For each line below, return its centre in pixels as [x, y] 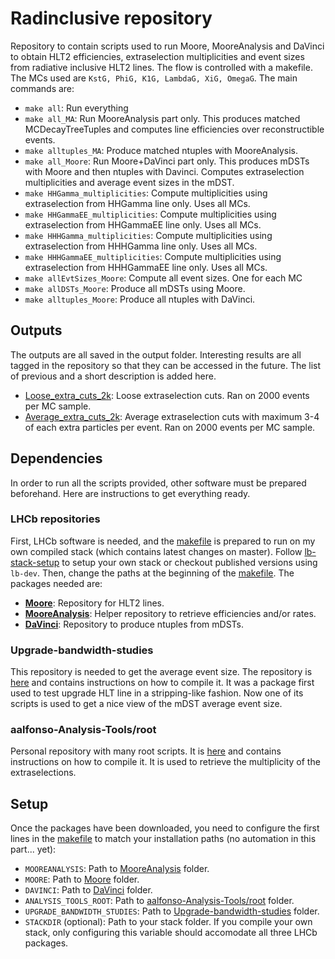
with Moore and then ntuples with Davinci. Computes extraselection [164, 171]
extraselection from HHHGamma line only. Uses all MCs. [141, 246]
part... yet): [33, 849]
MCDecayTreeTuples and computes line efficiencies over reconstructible [174, 129]
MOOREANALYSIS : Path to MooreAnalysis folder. [117, 869]
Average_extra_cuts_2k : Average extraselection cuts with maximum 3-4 [172, 416]
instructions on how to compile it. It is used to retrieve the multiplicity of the [165, 762]
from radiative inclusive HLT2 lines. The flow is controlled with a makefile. [161, 67]
